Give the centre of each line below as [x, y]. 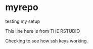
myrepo [22, 7]
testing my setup [23, 21]
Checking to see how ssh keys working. [47, 41]
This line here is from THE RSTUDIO [43, 31]
